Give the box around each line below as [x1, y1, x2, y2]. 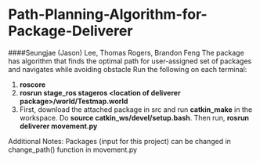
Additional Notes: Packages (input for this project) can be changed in [8, 136, 231, 146]
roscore [19, 80, 46, 89]
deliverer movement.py [19, 121, 98, 131]
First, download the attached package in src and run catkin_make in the [19, 104, 253, 114]
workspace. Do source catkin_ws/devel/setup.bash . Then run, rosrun [19, 113, 249, 122]
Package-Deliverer [8, 22, 133, 40]
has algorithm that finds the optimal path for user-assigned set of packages [8, 56, 252, 66]
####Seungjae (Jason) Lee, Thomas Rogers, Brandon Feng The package [8, 48, 244, 57]
